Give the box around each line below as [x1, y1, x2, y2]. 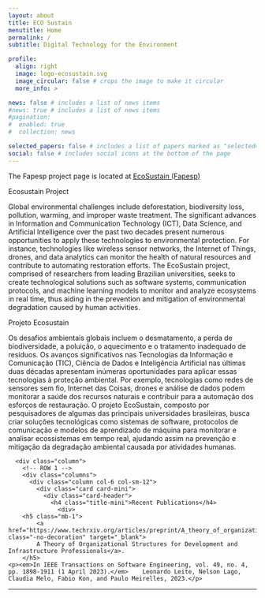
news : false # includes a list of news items [8, 99, 160, 107]
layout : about [8, 11, 55, 20]
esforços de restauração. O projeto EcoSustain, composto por [8, 400, 210, 409]
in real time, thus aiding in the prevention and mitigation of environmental [8, 293, 246, 304]
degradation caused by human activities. [8, 302, 140, 312]
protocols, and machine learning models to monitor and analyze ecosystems [8, 286, 256, 295]
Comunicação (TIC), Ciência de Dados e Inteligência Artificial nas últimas [8, 358, 246, 368]
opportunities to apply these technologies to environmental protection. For [8, 235, 250, 245]
